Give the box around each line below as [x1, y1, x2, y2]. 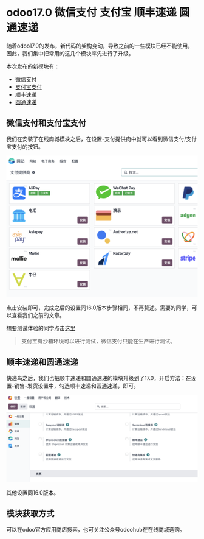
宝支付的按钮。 [6, 143, 44, 150]
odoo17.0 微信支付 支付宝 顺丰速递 [6, 5, 177, 19]
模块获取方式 [6, 509, 55, 519]
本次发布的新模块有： [6, 62, 59, 70]
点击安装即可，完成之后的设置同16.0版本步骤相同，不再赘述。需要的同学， [6, 304, 192, 311]
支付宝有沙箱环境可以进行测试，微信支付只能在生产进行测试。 [21, 337, 176, 345]
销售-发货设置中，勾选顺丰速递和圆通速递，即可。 [14, 382, 139, 389]
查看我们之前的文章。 [11, 311, 65, 319]
